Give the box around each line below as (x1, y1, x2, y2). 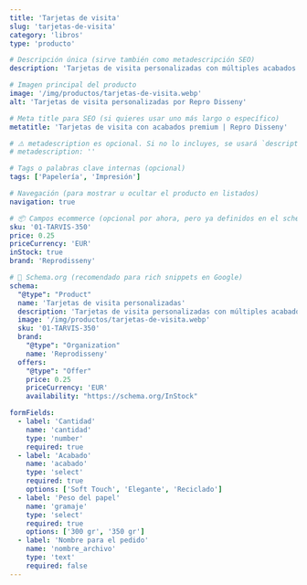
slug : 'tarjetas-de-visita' (9, 22, 117, 31)
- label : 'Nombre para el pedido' (17, 536, 149, 545)
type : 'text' (26, 553, 76, 562)
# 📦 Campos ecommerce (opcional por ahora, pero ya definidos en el (9, 214, 280, 223)
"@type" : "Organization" (26, 341, 121, 350)
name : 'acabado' (26, 459, 89, 469)
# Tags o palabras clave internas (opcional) (9, 164, 185, 174)
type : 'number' (26, 433, 84, 443)
